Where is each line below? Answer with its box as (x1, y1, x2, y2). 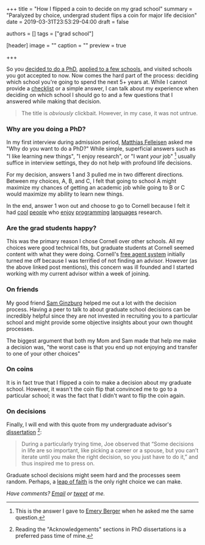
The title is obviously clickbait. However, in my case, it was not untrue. (21, 110, 198, 116)
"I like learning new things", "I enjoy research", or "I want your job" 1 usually (6, 152, 196, 160)
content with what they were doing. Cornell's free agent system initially (6, 251, 185, 258)
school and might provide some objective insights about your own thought (6, 318, 193, 326)
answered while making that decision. (6, 98, 102, 105)
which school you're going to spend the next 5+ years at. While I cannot (6, 79, 187, 85)
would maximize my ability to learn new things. (6, 190, 124, 198)
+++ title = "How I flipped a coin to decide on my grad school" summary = (6, 5, 193, 12)
